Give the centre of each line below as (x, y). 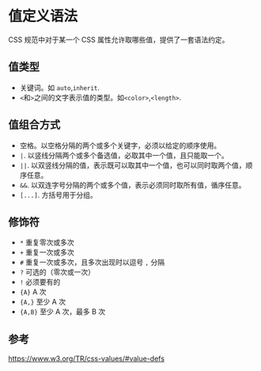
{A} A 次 (33, 292)
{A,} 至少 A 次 (42, 302)
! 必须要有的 (40, 282)
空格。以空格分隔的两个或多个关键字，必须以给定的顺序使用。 (120, 145)
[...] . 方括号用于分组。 (58, 195)
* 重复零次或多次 (47, 243)
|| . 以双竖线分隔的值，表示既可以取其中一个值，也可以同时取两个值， (133, 165)
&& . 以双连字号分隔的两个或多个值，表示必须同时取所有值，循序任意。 (133, 185)
